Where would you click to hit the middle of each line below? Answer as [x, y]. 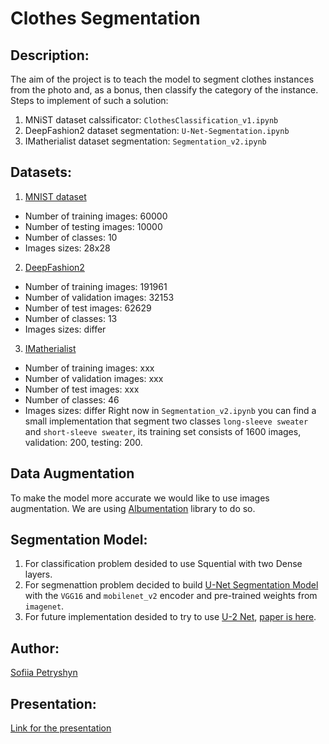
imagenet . [44, 606]
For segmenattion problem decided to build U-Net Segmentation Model [171, 585]
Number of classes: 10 [71, 237]
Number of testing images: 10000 [93, 226]
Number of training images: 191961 [96, 286]
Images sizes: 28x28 [67, 248]
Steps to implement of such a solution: [89, 100]
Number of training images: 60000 [96, 216]
